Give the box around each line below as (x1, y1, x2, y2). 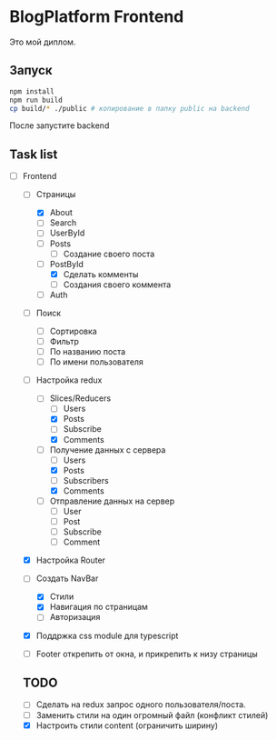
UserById (49, 227, 85, 238)
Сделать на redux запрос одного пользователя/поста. (35, 699, 247, 710)
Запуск (9, 63, 53, 78)
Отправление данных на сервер (49, 495, 175, 506)
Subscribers (63, 475, 109, 485)
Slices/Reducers (49, 393, 112, 404)
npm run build (9, 95, 64, 105)
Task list (9, 146, 58, 162)
